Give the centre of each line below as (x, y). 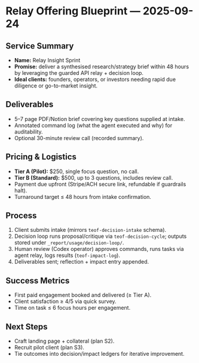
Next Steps (27, 327)
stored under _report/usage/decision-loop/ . (69, 243)
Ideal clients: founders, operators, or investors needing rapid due (95, 79)
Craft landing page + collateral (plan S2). (64, 341)
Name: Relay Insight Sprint (47, 60)
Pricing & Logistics (41, 157)
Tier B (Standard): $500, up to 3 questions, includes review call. (94, 177)
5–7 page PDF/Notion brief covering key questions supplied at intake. (100, 119)
